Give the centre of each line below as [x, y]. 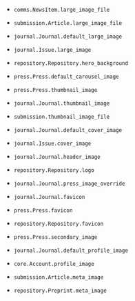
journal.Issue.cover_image [52, 144]
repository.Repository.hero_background [71, 64]
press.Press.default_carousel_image [66, 77]
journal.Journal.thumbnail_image [62, 104]
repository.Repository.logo [54, 171]
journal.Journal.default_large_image [68, 37]
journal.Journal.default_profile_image [71, 251]
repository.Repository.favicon [59, 224]
